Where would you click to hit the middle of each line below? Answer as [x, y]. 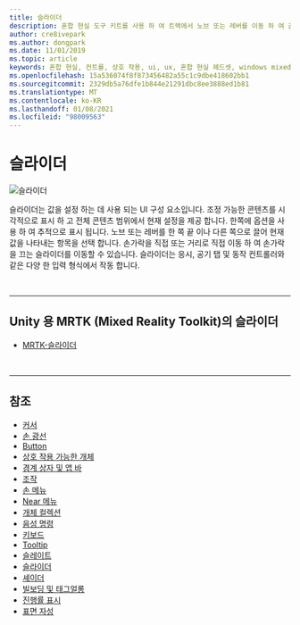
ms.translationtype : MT [54, 92]
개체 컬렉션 [42, 512]
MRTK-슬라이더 [50, 345]
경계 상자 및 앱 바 [52, 467]
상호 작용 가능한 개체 [58, 456]
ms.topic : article [43, 59]
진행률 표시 [42, 600]
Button [34, 446]
